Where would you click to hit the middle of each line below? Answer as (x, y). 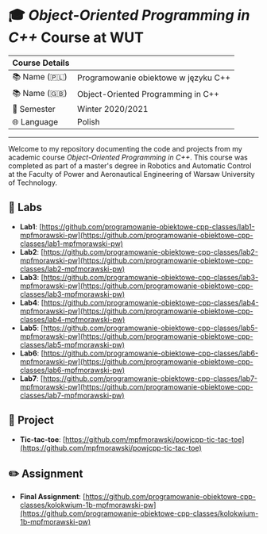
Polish (89, 121)
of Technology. (33, 182)
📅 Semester (34, 109)
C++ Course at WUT (76, 38)
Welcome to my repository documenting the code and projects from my (125, 148)
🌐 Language (35, 121)
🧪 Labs (25, 207)
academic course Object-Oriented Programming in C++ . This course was (128, 157)
